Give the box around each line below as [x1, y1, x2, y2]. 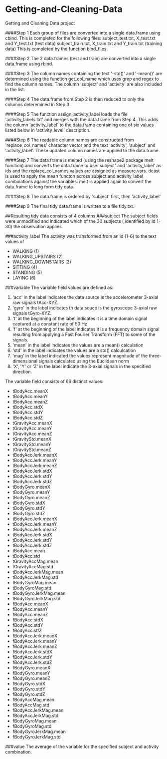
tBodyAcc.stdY [12, 409, 43, 415]
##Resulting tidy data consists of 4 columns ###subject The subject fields [5, 213, 158, 219]
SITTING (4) [12, 264, 37, 270]
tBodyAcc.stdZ [12, 415, 43, 421]
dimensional [12, 358, 38, 364]
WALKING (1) [12, 248, 39, 254]
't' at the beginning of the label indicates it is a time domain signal [12, 315, 148, 321]
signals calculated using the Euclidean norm [38, 358, 129, 364]
